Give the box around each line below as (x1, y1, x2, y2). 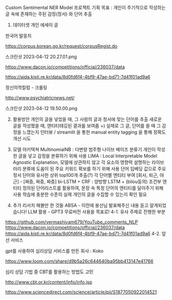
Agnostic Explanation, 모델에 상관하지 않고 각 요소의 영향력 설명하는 (12, 159, 150, 165)
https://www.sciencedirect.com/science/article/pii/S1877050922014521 (5, 289, 157, 295)
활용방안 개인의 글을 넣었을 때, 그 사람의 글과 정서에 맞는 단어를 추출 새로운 (12, 116, 162, 122)
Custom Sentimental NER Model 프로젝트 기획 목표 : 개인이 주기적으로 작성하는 (5, 5, 166, 10)
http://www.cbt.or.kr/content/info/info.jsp (5, 279, 92, 285)
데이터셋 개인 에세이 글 (12, 22, 59, 28)
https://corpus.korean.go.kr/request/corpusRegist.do (5, 43, 118, 49)
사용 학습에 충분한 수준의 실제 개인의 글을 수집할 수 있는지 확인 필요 (12, 192, 147, 197)
